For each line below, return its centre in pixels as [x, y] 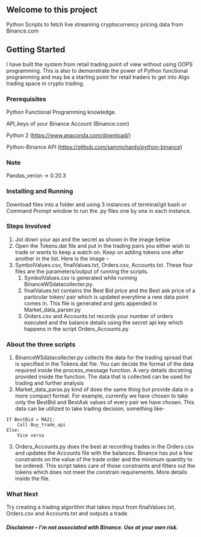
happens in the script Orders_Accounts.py [76, 329]
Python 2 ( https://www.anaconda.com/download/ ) [69, 135]
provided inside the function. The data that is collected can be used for [103, 377]
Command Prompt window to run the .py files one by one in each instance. [99, 210]
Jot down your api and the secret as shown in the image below [93, 239]
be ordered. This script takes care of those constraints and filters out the [105, 466]
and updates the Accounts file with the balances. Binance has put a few [104, 453]
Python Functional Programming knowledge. [61, 112]
